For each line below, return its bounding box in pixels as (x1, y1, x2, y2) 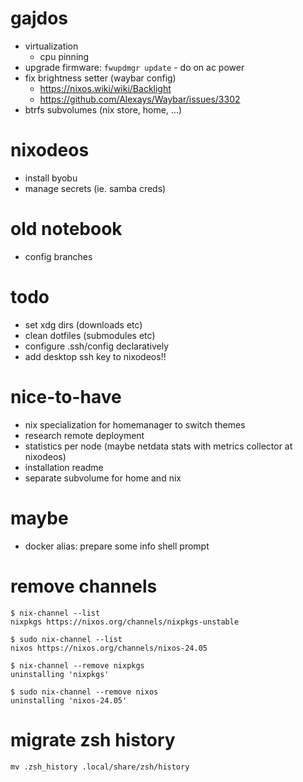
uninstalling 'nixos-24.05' (10, 695, 128, 706)
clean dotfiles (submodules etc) (24, 329, 156, 341)
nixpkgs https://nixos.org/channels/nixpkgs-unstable (10, 617, 240, 627)
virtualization (24, 40, 79, 52)
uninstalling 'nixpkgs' (10, 669, 110, 679)
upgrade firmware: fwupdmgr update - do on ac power (24, 61, 245, 73)
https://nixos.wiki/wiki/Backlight (39, 82, 172, 94)
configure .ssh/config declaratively (24, 340, 170, 352)
